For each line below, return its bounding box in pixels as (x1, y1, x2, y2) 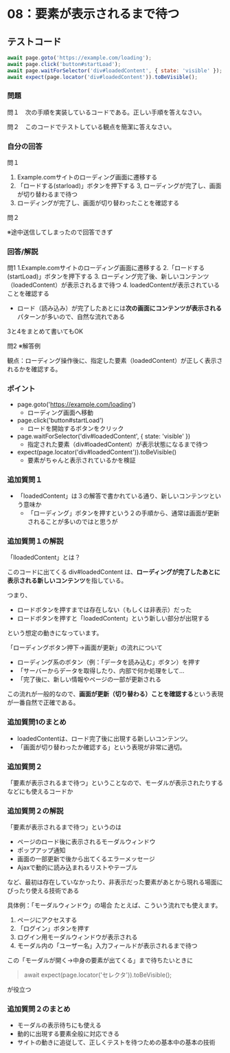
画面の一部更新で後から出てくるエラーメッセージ (16, 855, 156, 863)
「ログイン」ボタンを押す (16, 924, 90, 933)
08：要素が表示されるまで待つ (7, 6, 180, 22)
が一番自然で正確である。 (7, 698, 80, 707)
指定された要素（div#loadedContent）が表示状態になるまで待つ (27, 440, 208, 448)
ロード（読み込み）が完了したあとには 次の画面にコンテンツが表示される (16, 304, 222, 313)
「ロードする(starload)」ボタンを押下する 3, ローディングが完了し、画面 (16, 181, 222, 190)
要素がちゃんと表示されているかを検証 (27, 456, 136, 464)
